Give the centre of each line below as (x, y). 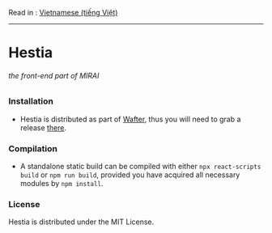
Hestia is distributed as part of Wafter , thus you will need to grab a (130, 119)
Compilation (33, 148)
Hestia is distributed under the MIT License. (81, 222)
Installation (31, 101)
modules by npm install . (62, 184)
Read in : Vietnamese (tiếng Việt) (63, 13)
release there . (43, 127)
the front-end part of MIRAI (54, 75)
